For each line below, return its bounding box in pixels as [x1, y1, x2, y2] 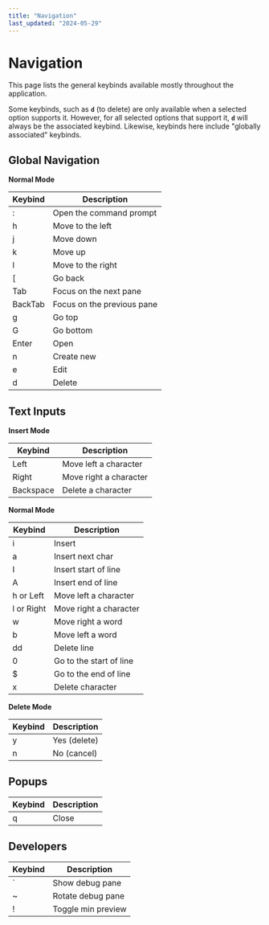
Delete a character [62, 485, 132, 496]
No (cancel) [52, 748, 98, 759]
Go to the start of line [53, 656, 134, 667]
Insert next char [53, 551, 114, 563]
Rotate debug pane [52, 890, 125, 901]
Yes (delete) [52, 735, 99, 746]
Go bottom [52, 325, 93, 336]
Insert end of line [53, 577, 118, 588]
